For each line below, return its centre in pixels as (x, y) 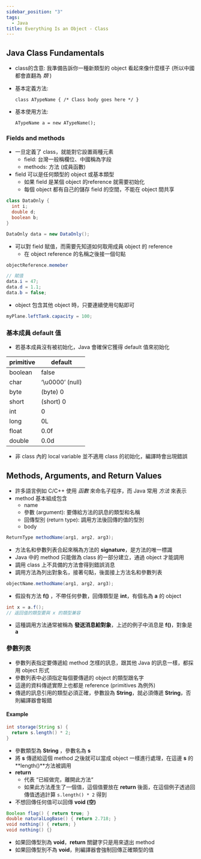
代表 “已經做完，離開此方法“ (58, 779)
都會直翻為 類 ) (33, 76)
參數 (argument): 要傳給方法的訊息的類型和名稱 (82, 512)
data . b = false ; (26, 293)
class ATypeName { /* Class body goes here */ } (77, 100)
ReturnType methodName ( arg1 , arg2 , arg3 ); (60, 537)
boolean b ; (25, 217)
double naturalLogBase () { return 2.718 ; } (61, 819)
